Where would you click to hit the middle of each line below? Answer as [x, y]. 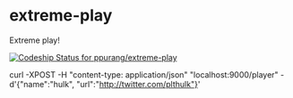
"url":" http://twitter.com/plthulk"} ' [138, 84]
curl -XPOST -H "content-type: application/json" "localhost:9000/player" [144, 74]
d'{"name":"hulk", [42, 84]
